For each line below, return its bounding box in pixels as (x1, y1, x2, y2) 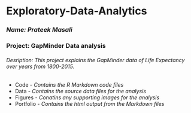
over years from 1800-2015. (6, 63, 75, 70)
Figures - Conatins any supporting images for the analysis (14, 94, 160, 101)
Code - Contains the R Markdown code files (14, 81, 124, 88)
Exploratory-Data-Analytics (6, 4, 147, 18)
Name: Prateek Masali (6, 26, 73, 34)
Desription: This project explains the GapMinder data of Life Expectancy (6, 56, 185, 63)
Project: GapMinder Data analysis (6, 42, 106, 50)
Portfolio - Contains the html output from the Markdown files (14, 100, 165, 108)
